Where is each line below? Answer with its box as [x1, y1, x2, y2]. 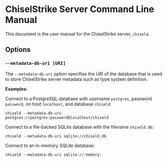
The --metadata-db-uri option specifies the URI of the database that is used [5, 70, 162, 76]
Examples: [5, 86, 28, 92]
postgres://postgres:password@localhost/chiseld [5, 115, 109, 120]
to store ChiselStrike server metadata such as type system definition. [5, 76, 148, 82]
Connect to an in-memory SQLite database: [5, 142, 95, 148]
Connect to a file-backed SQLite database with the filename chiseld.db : [5, 124, 154, 130]
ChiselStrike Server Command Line [5, 4, 154, 15]
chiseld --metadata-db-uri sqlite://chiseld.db [5, 133, 107, 139]
